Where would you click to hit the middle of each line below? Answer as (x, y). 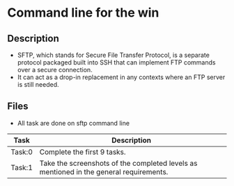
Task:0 (22, 152)
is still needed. (38, 84)
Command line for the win (83, 13)
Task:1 (22, 167)
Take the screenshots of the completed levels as (118, 163)
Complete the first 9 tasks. (83, 152)
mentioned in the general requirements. (104, 171)
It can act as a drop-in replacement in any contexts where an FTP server (121, 77)
